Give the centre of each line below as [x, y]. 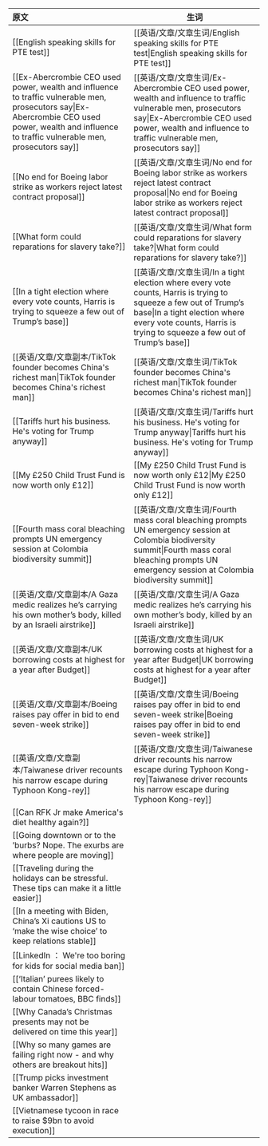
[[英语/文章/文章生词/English [187, 33]
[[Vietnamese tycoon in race [66, 1110]
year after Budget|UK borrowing [193, 660]
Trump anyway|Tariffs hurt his [190, 432]
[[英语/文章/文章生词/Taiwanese [193, 749]
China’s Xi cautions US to [59, 921]
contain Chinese [43, 989]
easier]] [27, 898]
